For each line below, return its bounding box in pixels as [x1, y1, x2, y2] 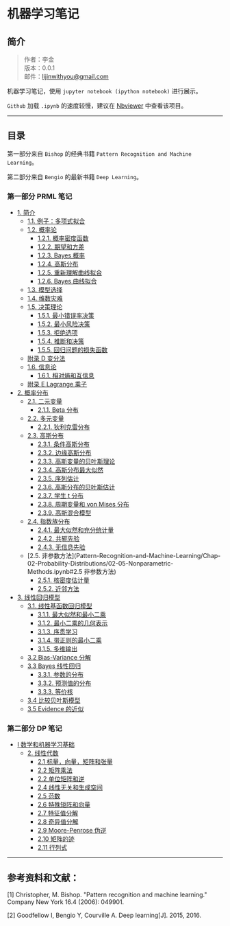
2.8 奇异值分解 [37, 818, 79, 826]
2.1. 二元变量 [27, 397, 63, 406]
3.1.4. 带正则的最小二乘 [37, 636, 102, 645]
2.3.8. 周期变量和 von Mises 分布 [37, 500, 130, 509]
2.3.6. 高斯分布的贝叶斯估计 [37, 483, 115, 491]
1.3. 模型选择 [27, 286, 63, 294]
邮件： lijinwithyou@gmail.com [23, 73, 110, 80]
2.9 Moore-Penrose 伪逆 [37, 826, 107, 835]
